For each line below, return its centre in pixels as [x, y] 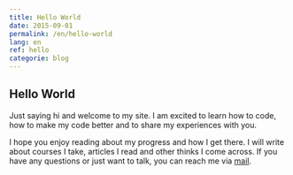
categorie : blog [39, 58]
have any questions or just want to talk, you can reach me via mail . [131, 161]
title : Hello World [45, 17]
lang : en [25, 42]
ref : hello [29, 50]
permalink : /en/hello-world [61, 34]
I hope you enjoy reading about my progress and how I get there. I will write [147, 141]
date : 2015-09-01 [41, 26]
